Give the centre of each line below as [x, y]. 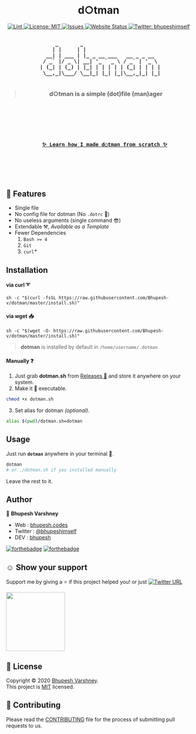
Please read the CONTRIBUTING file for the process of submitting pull [90, 719]
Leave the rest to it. [29, 481]
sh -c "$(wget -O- [28, 331]
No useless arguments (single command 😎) [68, 220]
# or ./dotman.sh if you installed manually [61, 470]
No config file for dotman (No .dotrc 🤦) [62, 214]
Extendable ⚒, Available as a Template [62, 227]
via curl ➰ [18, 285]
